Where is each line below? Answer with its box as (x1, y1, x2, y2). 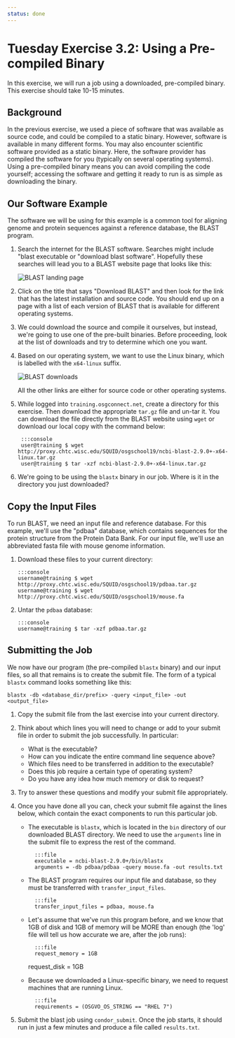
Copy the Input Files (7, 500, 97, 513)
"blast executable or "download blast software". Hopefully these (17, 252, 203, 261)
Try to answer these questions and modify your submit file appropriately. (17, 788, 228, 796)
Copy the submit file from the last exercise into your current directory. (17, 710, 220, 718)
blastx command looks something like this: (7, 678, 132, 686)
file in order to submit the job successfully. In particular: (17, 731, 179, 740)
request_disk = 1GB (27, 962, 84, 971)
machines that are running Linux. (27, 983, 123, 992)
